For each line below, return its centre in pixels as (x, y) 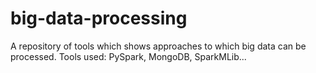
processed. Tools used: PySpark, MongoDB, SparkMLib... (128, 56)
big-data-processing (99, 18)
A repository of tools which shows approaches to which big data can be (158, 46)
